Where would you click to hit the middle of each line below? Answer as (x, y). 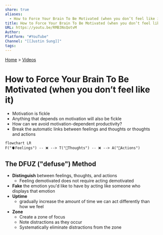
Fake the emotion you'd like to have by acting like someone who (76, 186)
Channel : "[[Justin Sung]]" (33, 41)
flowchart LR (18, 143)
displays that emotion (33, 191)
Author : (13, 32)
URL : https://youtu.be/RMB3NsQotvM (41, 28)
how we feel (32, 207)
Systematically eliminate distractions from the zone (70, 227)
